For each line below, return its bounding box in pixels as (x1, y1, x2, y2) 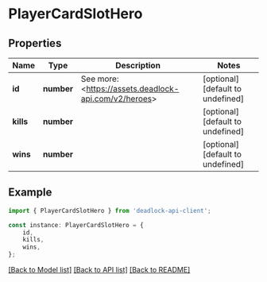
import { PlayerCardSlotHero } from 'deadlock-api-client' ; (8, 207, 212, 214)
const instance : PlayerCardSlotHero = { (8, 221, 145, 229)
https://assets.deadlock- (86, 83, 180, 94)
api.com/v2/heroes (80, 93, 153, 104)
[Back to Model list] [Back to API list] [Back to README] (8, 265, 191, 275)
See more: (80, 73, 119, 84)
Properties (8, 37, 62, 50)
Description (114, 60, 161, 71)
